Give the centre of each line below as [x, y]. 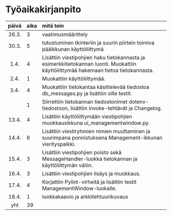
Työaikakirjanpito [43, 9]
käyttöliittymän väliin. [67, 165]
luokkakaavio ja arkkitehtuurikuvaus [85, 197]
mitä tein [53, 26]
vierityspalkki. [59, 144]
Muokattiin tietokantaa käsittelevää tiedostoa [95, 87]
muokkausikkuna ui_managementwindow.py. [96, 123]
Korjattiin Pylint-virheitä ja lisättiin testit [89, 182]
